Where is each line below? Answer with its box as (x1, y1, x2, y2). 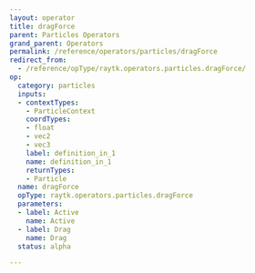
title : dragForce (9, 22, 76, 31)
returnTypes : (25, 166, 76, 175)
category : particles (17, 81, 96, 90)
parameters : (17, 199, 64, 209)
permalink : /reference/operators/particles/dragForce (9, 47, 219, 56)
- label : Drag (17, 225, 71, 234)
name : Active (25, 216, 76, 226)
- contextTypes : (17, 97, 79, 107)
